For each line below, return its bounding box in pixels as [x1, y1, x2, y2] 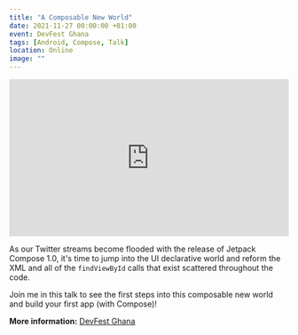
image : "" [9, 54, 46, 63]
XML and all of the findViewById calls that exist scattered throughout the [9, 263, 273, 274]
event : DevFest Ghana [9, 29, 90, 38]
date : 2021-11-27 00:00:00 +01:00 [9, 21, 137, 30]
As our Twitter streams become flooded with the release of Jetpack [9, 243, 256, 254]
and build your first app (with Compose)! [9, 299, 158, 309]
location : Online [9, 46, 74, 55]
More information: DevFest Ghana [9, 316, 136, 327]
